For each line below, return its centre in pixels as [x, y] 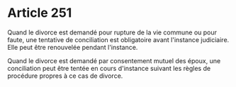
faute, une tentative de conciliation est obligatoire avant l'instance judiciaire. [118, 39]
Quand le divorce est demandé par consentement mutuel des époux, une [114, 60]
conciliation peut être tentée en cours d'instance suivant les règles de [109, 68]
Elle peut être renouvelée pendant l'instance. [73, 47]
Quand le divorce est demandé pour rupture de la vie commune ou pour [112, 32]
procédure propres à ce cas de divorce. [65, 76]
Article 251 [40, 13]
